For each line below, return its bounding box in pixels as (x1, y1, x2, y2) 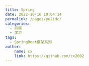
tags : (5, 35, 17, 40)
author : (5, 44, 22, 49)
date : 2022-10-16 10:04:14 (5, 12, 62, 17)
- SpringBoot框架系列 (10, 40, 52, 45)
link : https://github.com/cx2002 (14, 53, 84, 59)
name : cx (14, 49, 33, 54)
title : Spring (5, 7, 35, 12)
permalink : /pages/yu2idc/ (5, 16, 62, 21)
